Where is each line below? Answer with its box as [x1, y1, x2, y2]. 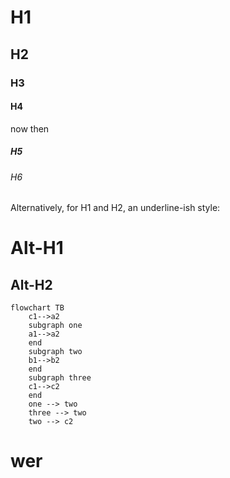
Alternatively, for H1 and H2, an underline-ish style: [10, 202, 221, 214]
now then [10, 122, 50, 135]
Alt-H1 [10, 237, 64, 260]
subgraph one [28, 321, 83, 331]
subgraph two [28, 347, 83, 357]
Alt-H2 [10, 276, 53, 293]
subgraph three [28, 373, 92, 383]
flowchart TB [10, 303, 65, 313]
